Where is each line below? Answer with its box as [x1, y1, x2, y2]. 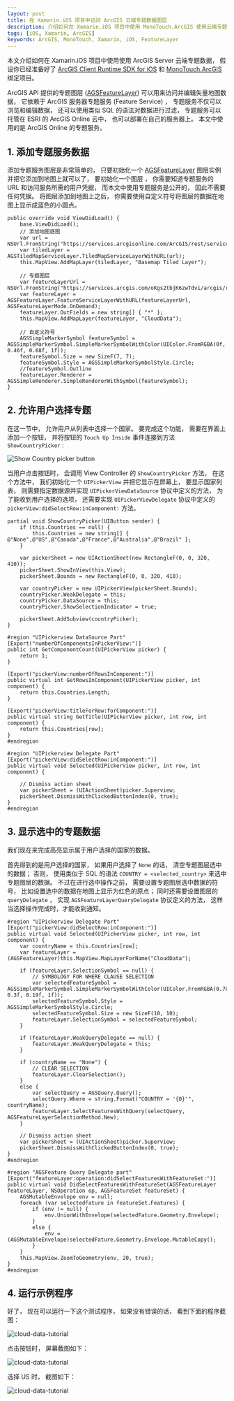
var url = [19, 234, 49, 241]
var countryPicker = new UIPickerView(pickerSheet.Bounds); [19, 585, 198, 592]
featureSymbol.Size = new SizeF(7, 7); [19, 353, 136, 360]
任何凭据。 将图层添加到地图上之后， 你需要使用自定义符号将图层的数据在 [7, 191, 218, 200]
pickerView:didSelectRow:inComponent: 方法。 [7, 504, 140, 512]
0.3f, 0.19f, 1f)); [7, 992, 64, 999]
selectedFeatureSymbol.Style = [32, 997, 123, 1005]
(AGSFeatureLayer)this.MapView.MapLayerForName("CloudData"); [7, 954, 192, 961]
